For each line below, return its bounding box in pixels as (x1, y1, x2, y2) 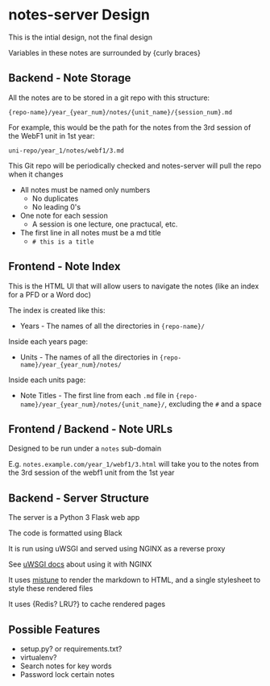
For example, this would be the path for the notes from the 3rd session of (8, 123, 251, 132)
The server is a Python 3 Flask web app (8, 513, 140, 522)
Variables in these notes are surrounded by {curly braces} (8, 48, 201, 57)
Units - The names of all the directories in (19, 352, 159, 362)
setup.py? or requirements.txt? (19, 644, 123, 654)
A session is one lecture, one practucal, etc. (31, 219, 178, 229)
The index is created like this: (8, 305, 106, 315)
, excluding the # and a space (164, 399, 262, 409)
